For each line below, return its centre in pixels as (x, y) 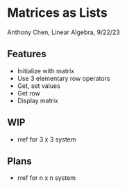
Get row (28, 93)
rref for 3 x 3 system (46, 139)
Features (27, 54)
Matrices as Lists (57, 13)
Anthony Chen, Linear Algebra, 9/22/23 (63, 32)
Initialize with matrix (46, 70)
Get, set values (39, 86)
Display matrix (38, 100)
